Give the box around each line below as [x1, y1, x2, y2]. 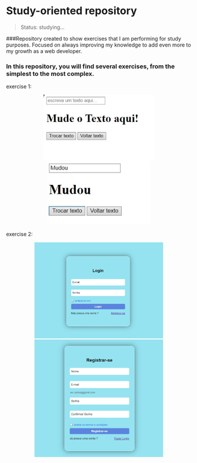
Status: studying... [20, 24, 65, 31]
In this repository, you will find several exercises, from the [6, 62, 175, 70]
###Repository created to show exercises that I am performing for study [6, 35, 181, 42]
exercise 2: [6, 231, 33, 238]
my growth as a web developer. [6, 47, 82, 54]
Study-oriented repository [6, 4, 137, 18]
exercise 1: [6, 83, 32, 90]
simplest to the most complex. [6, 70, 95, 78]
